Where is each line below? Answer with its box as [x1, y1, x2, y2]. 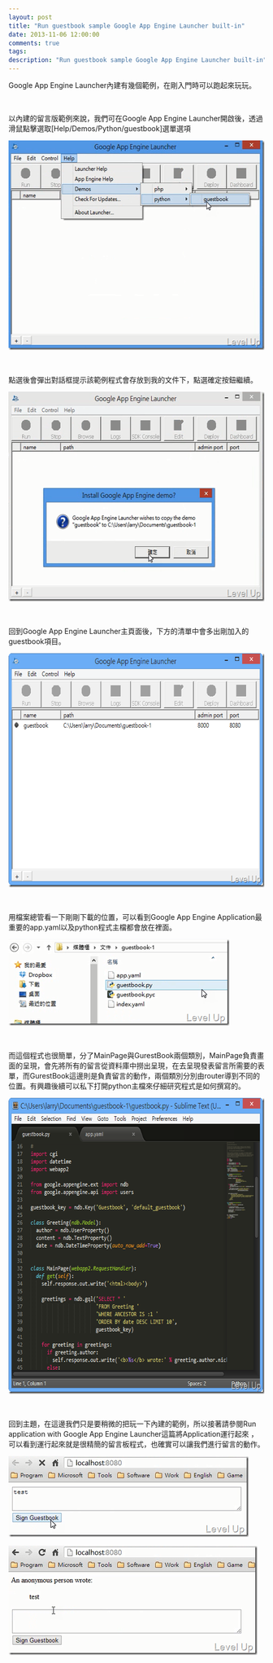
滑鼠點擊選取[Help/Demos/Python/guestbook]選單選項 [8, 124, 191, 133]
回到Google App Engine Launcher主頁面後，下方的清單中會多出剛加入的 [8, 627, 249, 636]
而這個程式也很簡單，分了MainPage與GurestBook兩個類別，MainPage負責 [8, 1051, 258, 1060]
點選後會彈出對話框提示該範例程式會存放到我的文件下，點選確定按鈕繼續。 [8, 375, 258, 384]
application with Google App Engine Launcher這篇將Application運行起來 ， [8, 1429, 258, 1438]
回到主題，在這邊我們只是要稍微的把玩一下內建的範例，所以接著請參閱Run [8, 1419, 257, 1429]
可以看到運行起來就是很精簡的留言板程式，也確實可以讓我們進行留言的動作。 [8, 1439, 265, 1449]
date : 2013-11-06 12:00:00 [8, 30, 100, 38]
